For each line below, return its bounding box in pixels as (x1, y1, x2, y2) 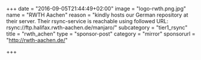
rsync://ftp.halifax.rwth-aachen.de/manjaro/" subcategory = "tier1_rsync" (6, 24, 188, 31)
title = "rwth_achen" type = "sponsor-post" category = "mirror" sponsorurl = (6, 30, 196, 37)
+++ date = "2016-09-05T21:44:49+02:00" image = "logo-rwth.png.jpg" (6, 5, 187, 12)
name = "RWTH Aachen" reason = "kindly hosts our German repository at (6, 11, 188, 18)
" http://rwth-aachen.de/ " (6, 37, 68, 43)
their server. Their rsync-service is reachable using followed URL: (6, 18, 169, 24)
